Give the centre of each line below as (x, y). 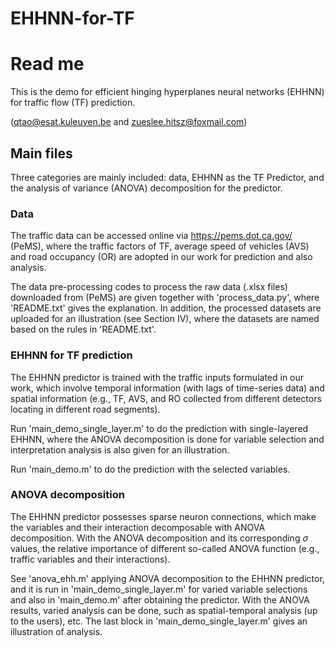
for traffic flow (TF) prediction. (73, 103)
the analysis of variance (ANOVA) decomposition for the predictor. (146, 188)
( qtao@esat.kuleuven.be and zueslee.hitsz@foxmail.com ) (129, 122)
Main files (41, 153)
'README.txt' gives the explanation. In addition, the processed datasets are (166, 308)
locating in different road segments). (85, 409)
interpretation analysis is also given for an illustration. (120, 449)
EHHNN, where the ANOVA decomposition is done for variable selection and (167, 439)
